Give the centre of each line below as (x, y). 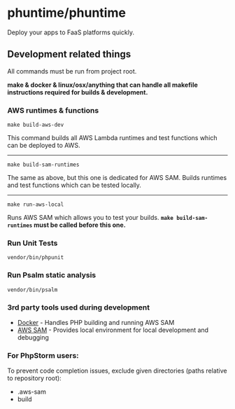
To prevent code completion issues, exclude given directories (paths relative (117, 371)
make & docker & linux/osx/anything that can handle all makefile (102, 85)
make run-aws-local (36, 204)
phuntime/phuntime (66, 13)
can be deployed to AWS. (44, 146)
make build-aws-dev (36, 125)
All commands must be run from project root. (72, 71)
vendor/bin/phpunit (36, 258)
